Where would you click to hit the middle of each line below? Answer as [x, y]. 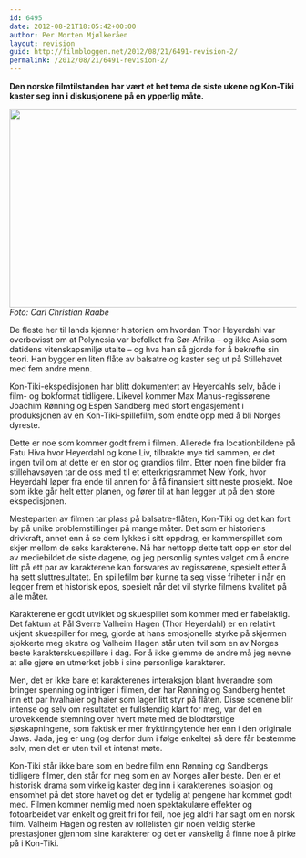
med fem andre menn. [51, 369]
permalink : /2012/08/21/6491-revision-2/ [89, 60]
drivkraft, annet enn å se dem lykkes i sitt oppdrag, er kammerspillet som [147, 538]
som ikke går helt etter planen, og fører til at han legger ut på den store [143, 491]
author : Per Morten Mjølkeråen [69, 35]
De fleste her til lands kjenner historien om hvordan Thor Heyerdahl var [143, 330]
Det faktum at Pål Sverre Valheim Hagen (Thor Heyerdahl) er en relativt [143, 623]
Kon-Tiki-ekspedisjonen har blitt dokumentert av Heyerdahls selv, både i [145, 386]
